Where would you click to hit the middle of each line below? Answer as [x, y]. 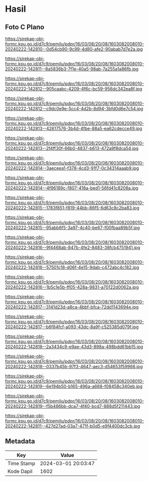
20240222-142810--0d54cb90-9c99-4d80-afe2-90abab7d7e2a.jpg [74, 49]
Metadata [20, 441]
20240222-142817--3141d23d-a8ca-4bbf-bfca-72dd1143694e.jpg [72, 307]
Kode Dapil [20, 471]
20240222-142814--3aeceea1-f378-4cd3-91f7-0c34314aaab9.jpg [72, 168]
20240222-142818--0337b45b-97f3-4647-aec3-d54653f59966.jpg [74, 366]
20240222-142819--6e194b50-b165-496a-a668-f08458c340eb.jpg [74, 386]
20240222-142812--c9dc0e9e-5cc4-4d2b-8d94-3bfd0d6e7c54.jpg [74, 109]
